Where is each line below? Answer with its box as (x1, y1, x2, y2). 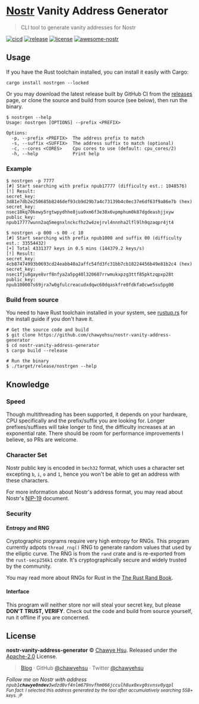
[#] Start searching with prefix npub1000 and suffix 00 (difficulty (6, 235, 182, 241)
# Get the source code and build (6, 327, 89, 333)
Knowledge (6, 379, 49, 390)
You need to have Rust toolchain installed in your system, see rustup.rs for (6, 309, 188, 316)
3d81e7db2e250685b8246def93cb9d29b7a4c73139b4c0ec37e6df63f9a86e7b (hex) (6, 199, 193, 205)
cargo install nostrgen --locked (6, 80, 89, 86)
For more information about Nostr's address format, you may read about (6, 488, 183, 495)
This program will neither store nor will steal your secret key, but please (6, 601, 181, 608)
